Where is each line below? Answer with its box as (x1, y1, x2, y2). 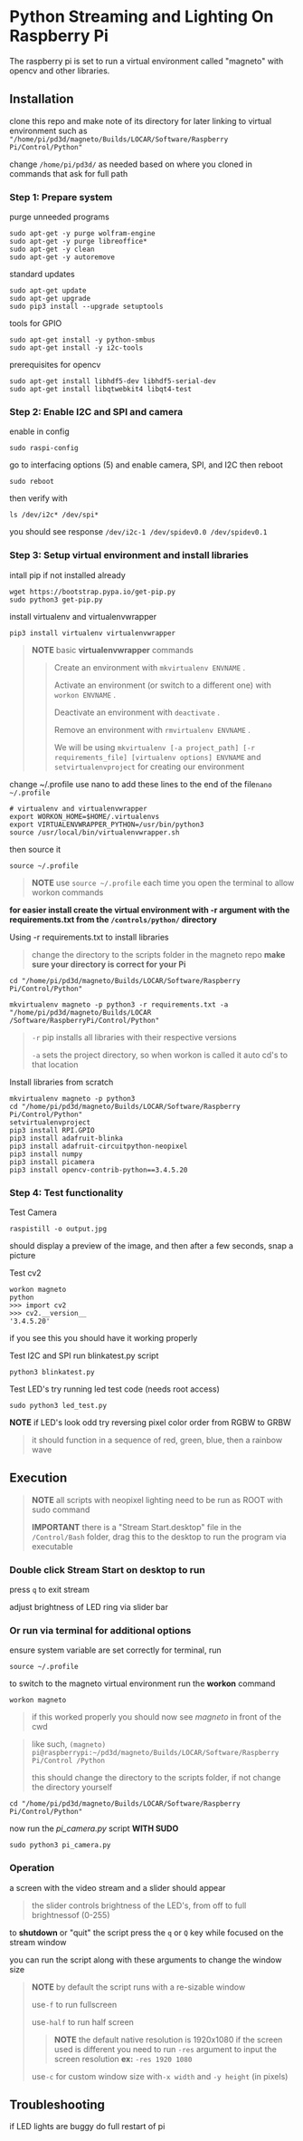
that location (31, 1058, 79, 1070)
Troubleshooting (9, 2098, 106, 2113)
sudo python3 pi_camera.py (9, 1841, 111, 1850)
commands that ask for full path (9, 168, 128, 178)
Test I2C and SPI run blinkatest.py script (9, 1350, 159, 1361)
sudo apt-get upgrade (9, 294, 91, 304)
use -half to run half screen (31, 2016, 134, 2027)
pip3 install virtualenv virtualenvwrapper (9, 628, 176, 638)
